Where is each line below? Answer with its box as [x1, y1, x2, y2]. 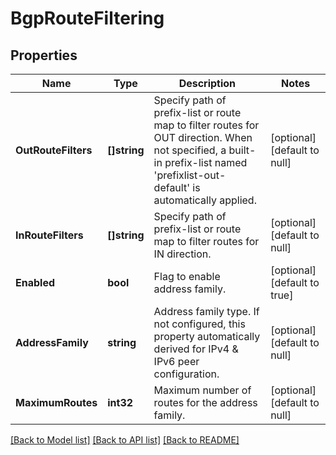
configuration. [153, 367, 220, 381]
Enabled [15, 276, 56, 289]
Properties [10, 47, 78, 64]
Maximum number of [153, 383, 252, 397]
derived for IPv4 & [153, 342, 239, 356]
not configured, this [153, 317, 246, 331]
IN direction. [153, 247, 212, 261]
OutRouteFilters [15, 143, 93, 157]
